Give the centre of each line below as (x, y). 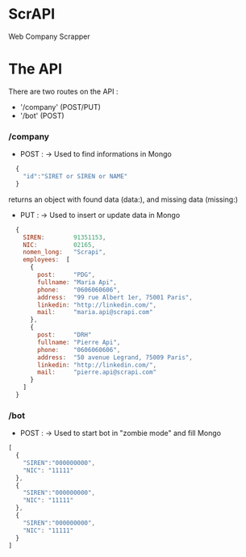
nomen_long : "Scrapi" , (65, 252)
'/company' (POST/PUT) (60, 107)
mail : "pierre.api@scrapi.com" (97, 372)
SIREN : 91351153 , (65, 237)
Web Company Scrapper (49, 36)
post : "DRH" (65, 335)
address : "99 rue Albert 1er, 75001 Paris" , (115, 297)
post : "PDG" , (66, 275)
